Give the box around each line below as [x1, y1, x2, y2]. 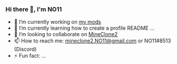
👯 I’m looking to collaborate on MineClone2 [13, 31, 118, 38]
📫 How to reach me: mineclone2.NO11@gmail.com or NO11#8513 [13, 37, 171, 44]
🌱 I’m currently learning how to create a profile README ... [13, 24, 155, 31]
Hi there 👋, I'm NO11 [5, 5, 63, 13]
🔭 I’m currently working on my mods [13, 19, 102, 26]
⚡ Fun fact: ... [13, 52, 46, 59]
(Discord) [13, 46, 37, 53]
